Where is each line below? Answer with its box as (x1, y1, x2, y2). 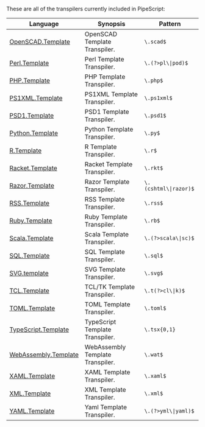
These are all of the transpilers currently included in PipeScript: (6, 5, 165, 12)
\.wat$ (144, 351, 164, 358)
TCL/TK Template (84, 283, 135, 291)
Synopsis (97, 19, 126, 28)
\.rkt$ (144, 164, 164, 171)
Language (29, 19, 59, 28)
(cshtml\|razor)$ (144, 185, 195, 192)
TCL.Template (9, 286, 50, 295)
